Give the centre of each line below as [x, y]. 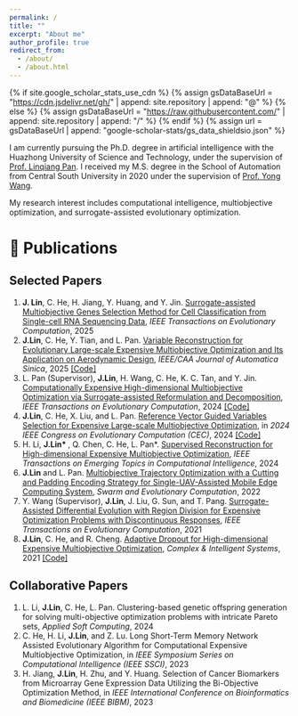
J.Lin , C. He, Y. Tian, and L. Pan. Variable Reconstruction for [133, 340]
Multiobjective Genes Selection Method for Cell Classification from [144, 312]
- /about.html [43, 68]
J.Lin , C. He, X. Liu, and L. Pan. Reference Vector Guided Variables [144, 416]
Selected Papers [56, 281]
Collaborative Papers [69, 586]
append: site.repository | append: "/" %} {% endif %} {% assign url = [136, 120]
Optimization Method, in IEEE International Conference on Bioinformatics [155, 692]
